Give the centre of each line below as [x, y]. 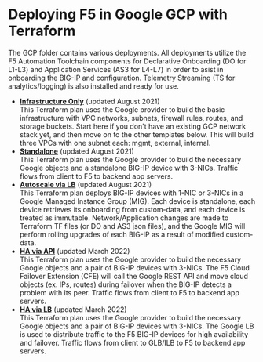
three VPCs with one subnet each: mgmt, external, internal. [115, 143]
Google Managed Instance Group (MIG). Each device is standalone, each [137, 201]
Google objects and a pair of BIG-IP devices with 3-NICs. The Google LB [137, 326]
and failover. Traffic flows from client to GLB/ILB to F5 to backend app [132, 342]
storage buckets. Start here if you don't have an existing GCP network [133, 126]
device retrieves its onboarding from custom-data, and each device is [132, 209]
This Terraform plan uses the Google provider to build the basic [122, 109]
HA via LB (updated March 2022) [73, 309]
